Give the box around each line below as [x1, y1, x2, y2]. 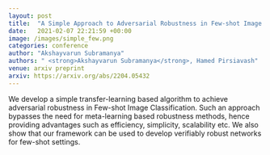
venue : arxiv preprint [8, 65, 85, 73]
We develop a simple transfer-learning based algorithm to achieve [8, 94, 229, 103]
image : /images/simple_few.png [8, 34, 114, 43]
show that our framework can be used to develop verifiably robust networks [8, 128, 262, 138]
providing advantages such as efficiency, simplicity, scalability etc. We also [8, 119, 259, 129]
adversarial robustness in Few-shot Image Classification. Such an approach [8, 103, 260, 112]
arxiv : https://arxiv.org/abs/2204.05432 [8, 72, 150, 80]
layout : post [8, 11, 53, 20]
